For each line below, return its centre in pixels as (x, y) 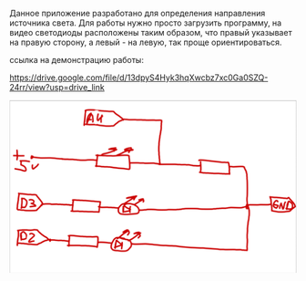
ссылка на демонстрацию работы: (76, 60)
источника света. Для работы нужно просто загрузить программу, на (146, 23)
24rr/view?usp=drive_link (57, 87)
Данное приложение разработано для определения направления (138, 13)
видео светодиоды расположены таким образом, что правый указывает (151, 32)
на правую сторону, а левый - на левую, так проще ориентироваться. (146, 42)
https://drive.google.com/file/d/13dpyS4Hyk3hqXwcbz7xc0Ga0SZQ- (139, 78)
